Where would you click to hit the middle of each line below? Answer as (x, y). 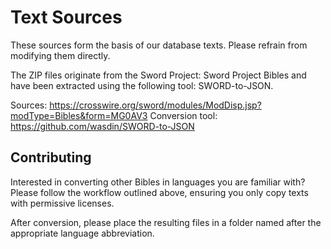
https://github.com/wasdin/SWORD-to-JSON (102, 126)
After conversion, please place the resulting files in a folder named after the (166, 222)
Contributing (51, 157)
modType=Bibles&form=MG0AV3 (79, 115)
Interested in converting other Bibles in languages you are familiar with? (158, 182)
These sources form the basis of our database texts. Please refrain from (159, 45)
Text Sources (66, 17)
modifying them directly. (60, 55)
